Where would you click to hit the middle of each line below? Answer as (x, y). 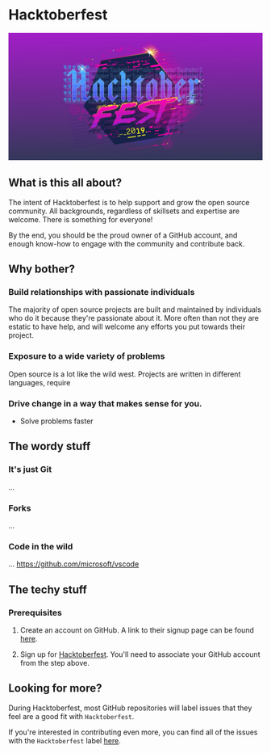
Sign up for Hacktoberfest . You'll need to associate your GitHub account (140, 654)
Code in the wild (41, 546)
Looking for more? (55, 688)
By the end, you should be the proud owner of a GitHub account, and (123, 235)
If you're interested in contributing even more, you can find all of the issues (133, 732)
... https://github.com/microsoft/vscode (74, 564)
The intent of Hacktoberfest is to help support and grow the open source (129, 202)
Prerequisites (35, 612)
